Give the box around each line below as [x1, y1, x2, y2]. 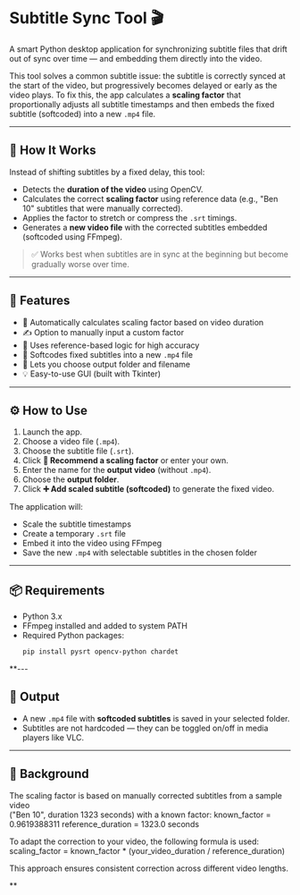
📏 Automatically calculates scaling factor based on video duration [21, 317, 264, 327]
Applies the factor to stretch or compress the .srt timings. [21, 212, 237, 223]
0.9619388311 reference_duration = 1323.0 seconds [9, 818, 199, 829]
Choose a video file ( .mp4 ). [21, 436, 121, 447]
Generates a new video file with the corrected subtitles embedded [21, 222, 268, 232]
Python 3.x [21, 611, 62, 622]
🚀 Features [9, 293, 71, 308]
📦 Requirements [9, 583, 105, 598]
